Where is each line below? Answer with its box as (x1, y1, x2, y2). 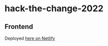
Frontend (4, 23, 33, 31)
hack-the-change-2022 (4, 3, 104, 14)
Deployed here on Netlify (4, 35, 55, 41)
